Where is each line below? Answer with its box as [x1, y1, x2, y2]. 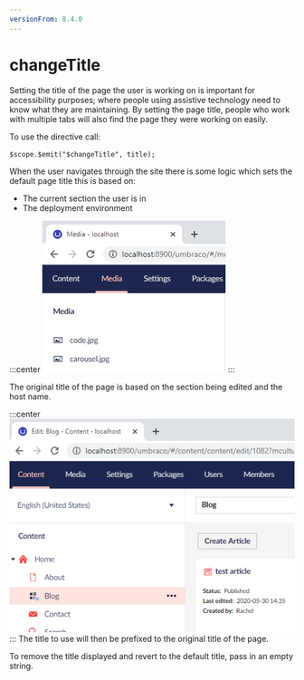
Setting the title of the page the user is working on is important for [9, 84, 256, 95]
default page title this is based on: [9, 175, 136, 186]
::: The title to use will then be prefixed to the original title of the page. [9, 634, 270, 645]
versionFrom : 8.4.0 [9, 14, 83, 24]
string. [9, 661, 33, 672]
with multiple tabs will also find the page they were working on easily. [9, 113, 269, 124]
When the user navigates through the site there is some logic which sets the [9, 166, 293, 177]
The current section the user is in [22, 193, 147, 204]
